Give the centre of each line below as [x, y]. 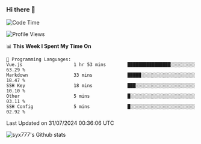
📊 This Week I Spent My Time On [49, 46]
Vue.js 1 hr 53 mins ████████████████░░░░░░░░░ [101, 65]
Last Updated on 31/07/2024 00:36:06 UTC [60, 123]
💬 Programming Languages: [39, 59]
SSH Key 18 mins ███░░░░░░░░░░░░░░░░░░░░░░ [101, 86]
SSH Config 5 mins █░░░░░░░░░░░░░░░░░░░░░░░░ [101, 107]
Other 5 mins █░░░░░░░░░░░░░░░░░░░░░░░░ [101, 96]
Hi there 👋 [21, 10]
